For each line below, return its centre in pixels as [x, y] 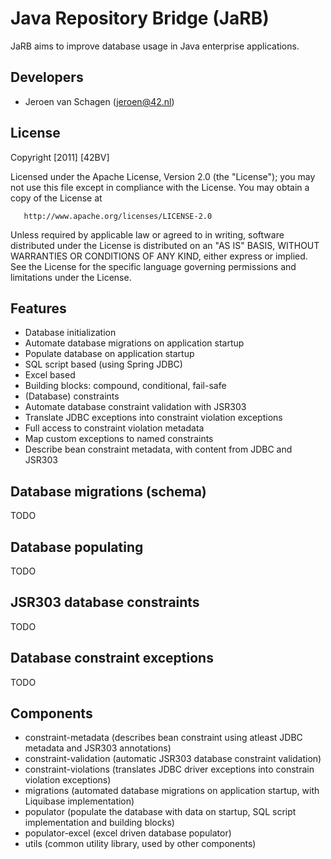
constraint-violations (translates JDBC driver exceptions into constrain [169, 769]
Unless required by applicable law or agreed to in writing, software [147, 234]
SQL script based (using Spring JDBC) [103, 364]
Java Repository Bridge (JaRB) [140, 18]
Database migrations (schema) [108, 491]
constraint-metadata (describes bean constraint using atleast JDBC [163, 738]
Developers [47, 77]
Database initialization [70, 333]
